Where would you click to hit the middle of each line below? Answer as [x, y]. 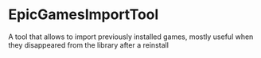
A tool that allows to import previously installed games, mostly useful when [131, 37]
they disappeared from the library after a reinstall [89, 44]
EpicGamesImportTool [84, 15]
